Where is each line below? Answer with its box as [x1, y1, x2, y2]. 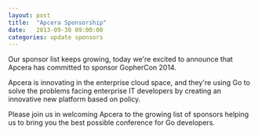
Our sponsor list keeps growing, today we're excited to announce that [8, 55, 234, 64]
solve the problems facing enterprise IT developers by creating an [8, 87, 222, 96]
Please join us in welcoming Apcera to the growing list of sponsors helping [8, 110, 249, 119]
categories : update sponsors [8, 33, 104, 41]
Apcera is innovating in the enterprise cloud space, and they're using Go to [8, 78, 251, 87]
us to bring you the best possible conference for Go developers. [8, 118, 216, 127]
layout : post [8, 11, 51, 20]
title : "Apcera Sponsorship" [8, 19, 107, 27]
